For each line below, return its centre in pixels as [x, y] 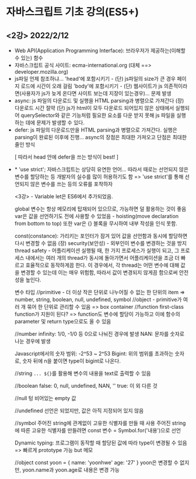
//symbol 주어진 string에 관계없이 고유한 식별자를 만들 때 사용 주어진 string [100, 423]
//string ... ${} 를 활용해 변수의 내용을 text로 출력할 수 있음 [83, 373]
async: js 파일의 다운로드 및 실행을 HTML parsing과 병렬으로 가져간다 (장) [99, 101]
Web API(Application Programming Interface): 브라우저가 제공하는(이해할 [100, 51]
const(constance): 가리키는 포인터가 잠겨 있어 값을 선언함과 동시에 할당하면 [101, 236]
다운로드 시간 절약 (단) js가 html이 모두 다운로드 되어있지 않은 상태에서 [94, 108]
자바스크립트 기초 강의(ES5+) [72, 12]
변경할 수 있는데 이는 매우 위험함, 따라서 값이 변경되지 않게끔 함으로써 [99, 272]
